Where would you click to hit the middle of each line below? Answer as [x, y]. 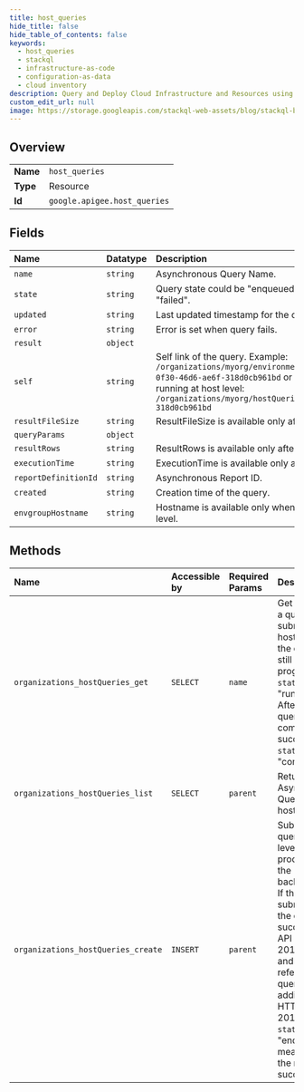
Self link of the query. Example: [222, 356]
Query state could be [200, 288]
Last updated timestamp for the [222, 314]
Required [249, 576]
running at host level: [200, 388]
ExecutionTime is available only [222, 463]
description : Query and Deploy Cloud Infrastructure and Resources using [152, 93]
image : [22, 111]
